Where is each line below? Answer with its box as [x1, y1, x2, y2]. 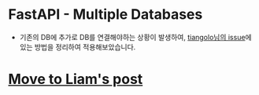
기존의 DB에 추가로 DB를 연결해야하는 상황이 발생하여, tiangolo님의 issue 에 [19, 32, 252, 42]
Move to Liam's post [8, 71, 143, 88]
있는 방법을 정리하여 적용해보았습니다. [19, 42, 136, 52]
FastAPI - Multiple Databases [8, 5, 203, 24]
